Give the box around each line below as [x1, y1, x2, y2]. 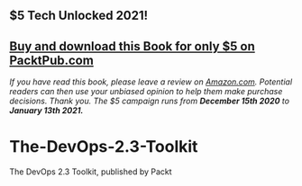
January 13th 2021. [9, 105, 84, 116]
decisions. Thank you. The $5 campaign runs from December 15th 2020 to [9, 95, 290, 107]
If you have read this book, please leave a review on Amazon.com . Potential [9, 76, 293, 87]
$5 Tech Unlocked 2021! [9, 8, 149, 23]
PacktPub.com [9, 52, 95, 67]
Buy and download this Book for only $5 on [9, 39, 255, 54]
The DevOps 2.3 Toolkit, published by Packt [9, 166, 173, 177]
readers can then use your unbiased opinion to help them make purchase [9, 86, 283, 97]
